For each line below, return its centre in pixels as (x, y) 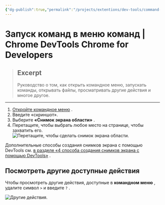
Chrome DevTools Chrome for (67, 44)
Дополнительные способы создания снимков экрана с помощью (74, 145)
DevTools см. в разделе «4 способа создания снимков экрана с (72, 150)
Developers (29, 55)
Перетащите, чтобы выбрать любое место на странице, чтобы (78, 125)
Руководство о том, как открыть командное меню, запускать (82, 85)
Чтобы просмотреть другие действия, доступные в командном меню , (80, 183)
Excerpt (29, 73)
